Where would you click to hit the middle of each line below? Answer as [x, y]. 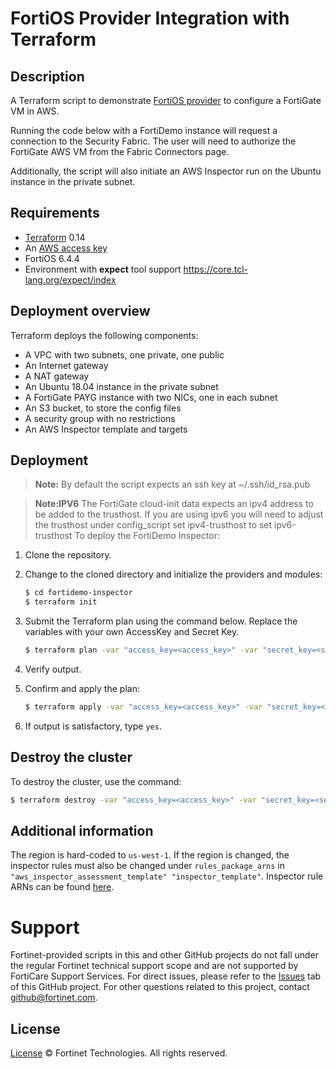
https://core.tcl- [215, 269]
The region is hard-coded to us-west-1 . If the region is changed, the [150, 855]
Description [47, 76]
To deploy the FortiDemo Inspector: [147, 536]
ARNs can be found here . [62, 887]
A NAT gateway [57, 376]
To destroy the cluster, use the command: [96, 781]
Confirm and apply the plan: [82, 689]
